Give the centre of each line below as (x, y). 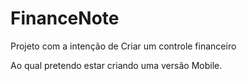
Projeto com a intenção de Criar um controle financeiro (123, 46)
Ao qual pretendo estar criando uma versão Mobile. (116, 65)
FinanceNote (65, 18)
